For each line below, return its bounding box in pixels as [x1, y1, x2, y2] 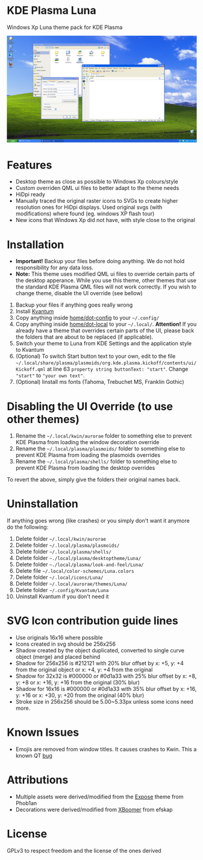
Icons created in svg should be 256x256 [15, 640, 116, 648]
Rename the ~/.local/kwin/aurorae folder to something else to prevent [15, 432, 192, 439]
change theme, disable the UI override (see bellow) [15, 290, 143, 297]
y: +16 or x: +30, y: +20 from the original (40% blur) [15, 692, 145, 699]
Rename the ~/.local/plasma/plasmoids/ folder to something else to [15, 445, 186, 453]
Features [7, 158, 52, 172]
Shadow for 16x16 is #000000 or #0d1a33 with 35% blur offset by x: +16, [15, 686, 197, 693]
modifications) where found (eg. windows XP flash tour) [15, 210, 155, 217]
